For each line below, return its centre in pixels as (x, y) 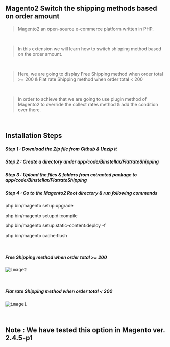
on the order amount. (40, 54)
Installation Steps (34, 136)
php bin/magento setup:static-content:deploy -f (56, 226)
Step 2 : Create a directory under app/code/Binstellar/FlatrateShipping (82, 162)
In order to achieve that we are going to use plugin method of (82, 99)
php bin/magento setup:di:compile (41, 216)
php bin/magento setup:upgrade (39, 206)
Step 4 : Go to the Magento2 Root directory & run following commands (81, 193)
